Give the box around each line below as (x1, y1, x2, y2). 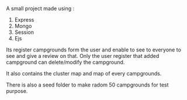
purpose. (6, 88, 28, 94)
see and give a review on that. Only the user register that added (6, 53, 160, 59)
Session (14, 29, 34, 36)
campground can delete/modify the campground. (6, 58, 125, 65)
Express (14, 16, 34, 23)
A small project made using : (6, 5, 75, 12)
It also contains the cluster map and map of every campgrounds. (6, 70, 162, 77)
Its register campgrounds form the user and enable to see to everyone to (6, 46, 181, 53)
